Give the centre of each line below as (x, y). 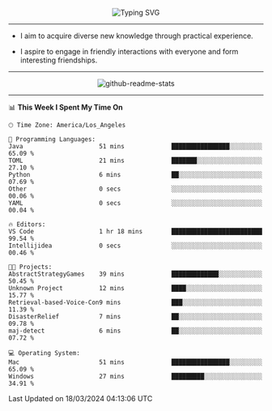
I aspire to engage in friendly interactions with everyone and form (129, 51)
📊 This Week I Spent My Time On (66, 107)
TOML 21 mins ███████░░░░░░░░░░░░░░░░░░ (136, 161)
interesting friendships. (59, 60)
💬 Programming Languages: (52, 139)
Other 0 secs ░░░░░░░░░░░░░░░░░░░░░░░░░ (136, 189)
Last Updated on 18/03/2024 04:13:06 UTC (81, 398)
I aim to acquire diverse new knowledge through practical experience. (136, 36)
